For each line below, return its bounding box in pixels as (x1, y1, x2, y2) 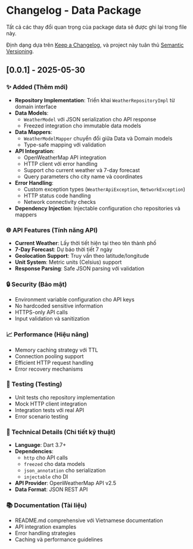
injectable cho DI (23, 473, 69, 480)
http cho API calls (23, 454, 69, 461)
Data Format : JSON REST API (14, 486, 88, 493)
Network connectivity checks (23, 198, 96, 205)
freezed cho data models (23, 460, 85, 468)
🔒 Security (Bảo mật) (6, 280, 67, 288)
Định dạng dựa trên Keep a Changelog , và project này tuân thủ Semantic (6, 41, 184, 48)
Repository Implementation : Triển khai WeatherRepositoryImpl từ (14, 96, 175, 103)
